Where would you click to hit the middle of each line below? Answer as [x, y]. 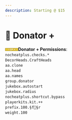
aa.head [13, 71]
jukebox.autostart [24, 86]
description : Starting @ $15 [35, 10]
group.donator [20, 81]
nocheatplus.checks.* [27, 55]
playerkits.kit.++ [24, 102]
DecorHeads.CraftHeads [28, 60]
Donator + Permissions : [43, 49]
